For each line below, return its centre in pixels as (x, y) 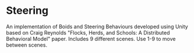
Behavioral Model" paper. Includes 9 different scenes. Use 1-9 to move (91, 39)
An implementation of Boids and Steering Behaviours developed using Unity (97, 26)
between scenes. (27, 45)
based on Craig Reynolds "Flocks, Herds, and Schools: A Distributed (88, 32)
